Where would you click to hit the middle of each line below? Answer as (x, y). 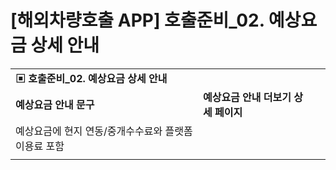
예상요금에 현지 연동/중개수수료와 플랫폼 (104, 131)
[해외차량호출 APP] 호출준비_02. (137, 20)
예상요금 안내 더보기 (247, 97)
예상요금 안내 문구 (55, 104)
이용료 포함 (40, 146)
